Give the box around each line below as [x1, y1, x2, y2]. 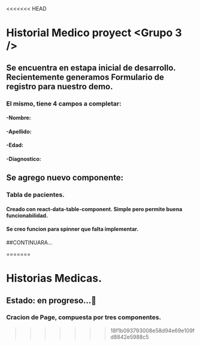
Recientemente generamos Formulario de [6, 72, 165, 82]
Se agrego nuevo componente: [6, 173, 124, 183]
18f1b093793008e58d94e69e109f [110, 327, 195, 334]
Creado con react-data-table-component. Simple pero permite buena [6, 205, 183, 212]
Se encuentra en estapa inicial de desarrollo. [6, 62, 176, 73]
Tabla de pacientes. [6, 191, 65, 199]
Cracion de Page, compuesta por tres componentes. [6, 313, 162, 321]
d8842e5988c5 [110, 333, 149, 341]
